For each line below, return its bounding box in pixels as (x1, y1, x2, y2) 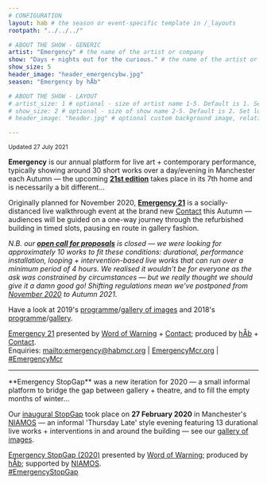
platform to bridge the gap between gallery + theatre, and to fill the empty (8, 385, 250, 395)
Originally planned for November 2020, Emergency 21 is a (8, 198, 199, 208)
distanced (8, 206, 41, 216)
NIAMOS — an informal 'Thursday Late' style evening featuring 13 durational (8, 418, 258, 427)
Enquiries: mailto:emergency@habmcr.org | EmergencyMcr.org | (8, 345, 219, 355)
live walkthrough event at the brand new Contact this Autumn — (42, 206, 252, 216)
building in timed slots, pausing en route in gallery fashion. (8, 224, 199, 233)
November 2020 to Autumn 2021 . (8, 290, 118, 299)
